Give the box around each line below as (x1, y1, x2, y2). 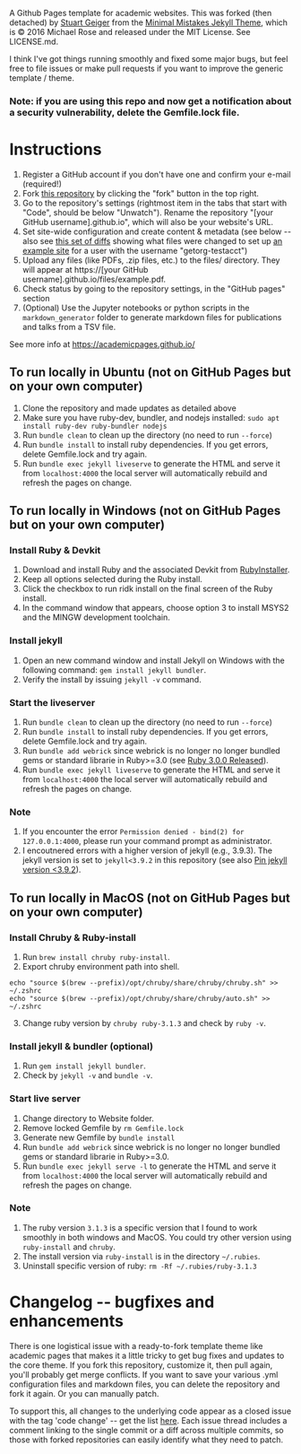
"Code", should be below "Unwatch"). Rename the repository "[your (21, 206, 273, 218)
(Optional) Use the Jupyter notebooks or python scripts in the (21, 302, 250, 313)
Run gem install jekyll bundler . (21, 1060, 146, 1071)
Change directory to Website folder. (21, 1112, 155, 1124)
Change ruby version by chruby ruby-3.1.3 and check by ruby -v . (21, 1017, 266, 1028)
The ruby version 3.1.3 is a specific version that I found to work (21, 1222, 258, 1232)
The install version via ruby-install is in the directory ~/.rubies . (21, 1250, 261, 1261)
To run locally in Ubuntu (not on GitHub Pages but (9, 365, 291, 380)
